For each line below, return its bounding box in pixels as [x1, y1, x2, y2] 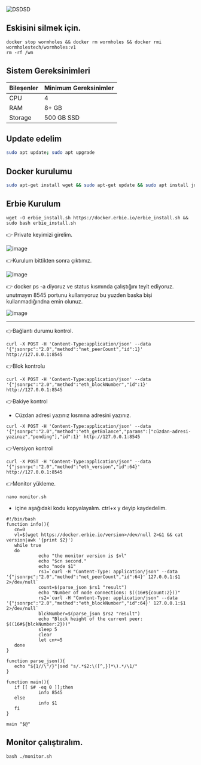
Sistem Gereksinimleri [6, 66, 91, 76]
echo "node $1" [38, 563, 77, 569]
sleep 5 [38, 626, 58, 632]
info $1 [38, 700, 58, 706]
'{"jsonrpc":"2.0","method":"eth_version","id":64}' [6, 463, 141, 470]
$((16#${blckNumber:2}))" [6, 621, 71, 627]
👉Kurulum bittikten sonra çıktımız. [6, 257, 92, 264]
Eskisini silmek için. [6, 23, 81, 33]
